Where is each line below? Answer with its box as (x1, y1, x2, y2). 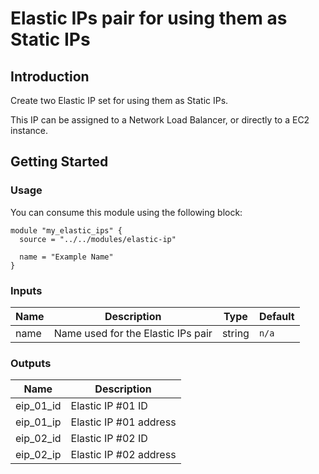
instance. (10, 125, 49, 136)
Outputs (10, 356, 52, 370)
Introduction (10, 68, 90, 85)
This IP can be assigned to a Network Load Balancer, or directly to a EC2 (10, 114, 310, 126)
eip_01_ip (15, 415, 62, 429)
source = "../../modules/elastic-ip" (19, 234, 177, 244)
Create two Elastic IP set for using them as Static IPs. (10, 95, 229, 106)
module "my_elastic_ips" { (10, 225, 123, 236)
